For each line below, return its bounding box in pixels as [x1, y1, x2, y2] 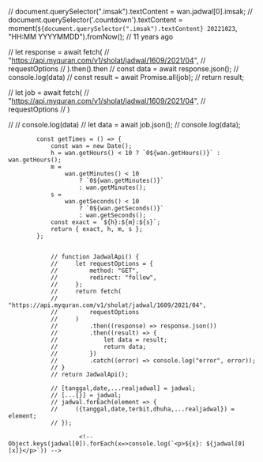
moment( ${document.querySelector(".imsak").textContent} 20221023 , [8, 24, 238, 32]
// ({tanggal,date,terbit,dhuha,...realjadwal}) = [50, 405, 235, 413]
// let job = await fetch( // [8, 88, 89, 97]
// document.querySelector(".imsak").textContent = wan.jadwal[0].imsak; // [8, 7, 253, 16]
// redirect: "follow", [50, 274, 157, 282]
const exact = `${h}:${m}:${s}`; [50, 218, 160, 226]
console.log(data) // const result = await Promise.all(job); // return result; [8, 73, 245, 81]
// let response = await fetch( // [8, 47, 110, 56]
